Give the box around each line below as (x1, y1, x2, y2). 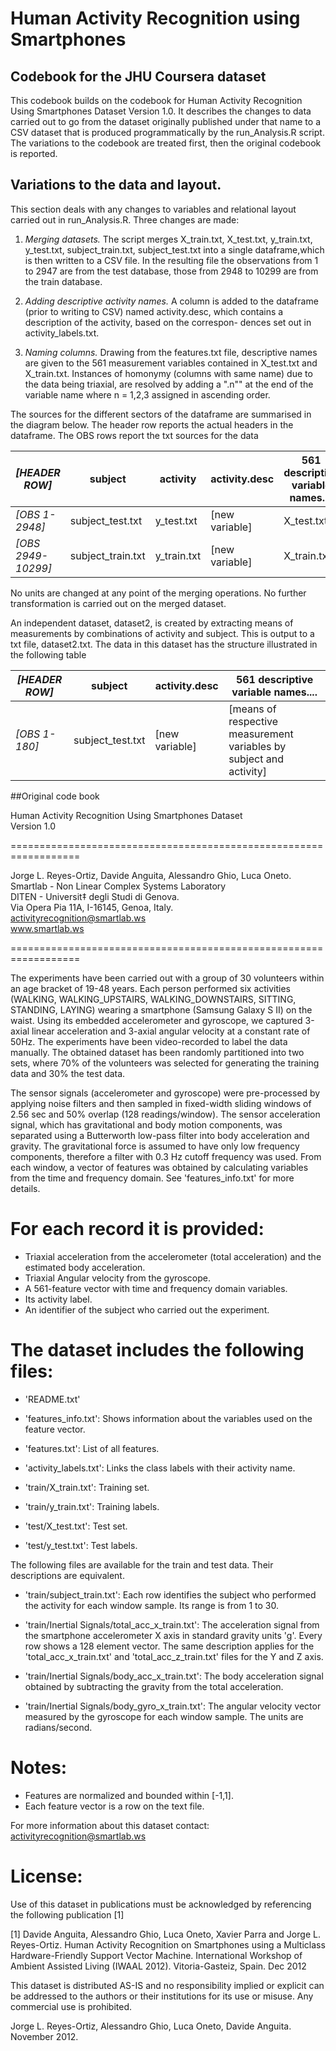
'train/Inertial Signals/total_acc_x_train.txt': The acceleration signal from (24, 1618, 320, 1631)
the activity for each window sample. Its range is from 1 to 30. (24, 1599, 280, 1611)
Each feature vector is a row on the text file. (24, 1800, 205, 1812)
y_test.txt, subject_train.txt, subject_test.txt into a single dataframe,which (24, 243, 325, 256)
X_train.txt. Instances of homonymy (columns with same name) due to (24, 367, 313, 379)
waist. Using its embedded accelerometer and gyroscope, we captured (10, 1014, 303, 1026)
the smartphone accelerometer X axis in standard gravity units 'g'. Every (24, 1629, 323, 1641)
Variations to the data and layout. (10, 177, 222, 194)
